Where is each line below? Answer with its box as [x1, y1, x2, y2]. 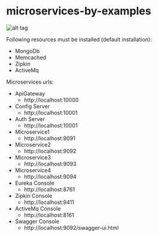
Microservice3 [14, 153, 51, 161]
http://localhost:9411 [23, 199, 74, 206]
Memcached [14, 54, 46, 61]
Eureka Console [14, 179, 55, 186]
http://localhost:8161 [23, 211, 74, 218]
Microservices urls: [6, 78, 54, 85]
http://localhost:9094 [23, 173, 77, 180]
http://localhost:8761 [23, 185, 75, 193]
